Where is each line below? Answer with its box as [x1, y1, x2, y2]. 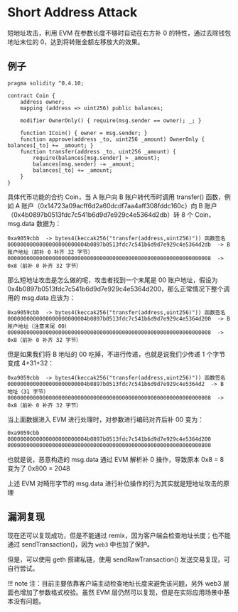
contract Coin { [7, 92, 55, 100]
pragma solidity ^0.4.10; [7, 80, 84, 87]
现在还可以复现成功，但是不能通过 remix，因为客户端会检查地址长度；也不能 [7, 531, 231, 539]
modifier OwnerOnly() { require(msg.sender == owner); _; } [20, 117, 202, 124]
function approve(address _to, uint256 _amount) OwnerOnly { [20, 136, 205, 143]
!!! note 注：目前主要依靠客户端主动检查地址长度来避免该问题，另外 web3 [7, 579, 222, 587]
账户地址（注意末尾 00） [7, 323, 70, 330]
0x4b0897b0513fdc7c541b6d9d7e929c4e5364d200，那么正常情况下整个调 [7, 284, 230, 293]
